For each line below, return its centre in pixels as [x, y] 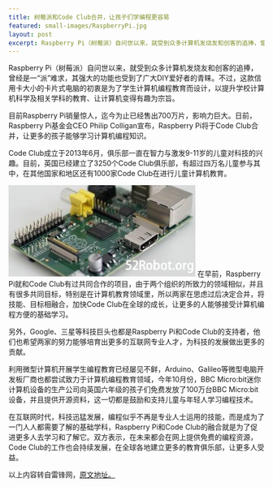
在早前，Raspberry [229, 274]
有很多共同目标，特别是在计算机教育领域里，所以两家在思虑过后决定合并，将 [136, 294]
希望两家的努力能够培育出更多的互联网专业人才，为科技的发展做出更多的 [143, 342]
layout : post [30, 34]
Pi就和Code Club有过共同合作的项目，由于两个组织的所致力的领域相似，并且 [136, 284]
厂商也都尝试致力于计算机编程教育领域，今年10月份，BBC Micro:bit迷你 [142, 379]
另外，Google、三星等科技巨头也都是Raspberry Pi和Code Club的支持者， [131, 332]
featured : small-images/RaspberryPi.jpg [78, 26]
